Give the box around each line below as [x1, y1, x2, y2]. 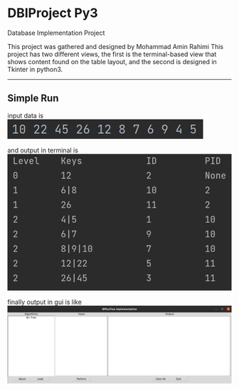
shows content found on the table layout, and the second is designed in [7, 57, 217, 65]
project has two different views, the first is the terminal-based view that [7, 50, 217, 58]
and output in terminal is [7, 146, 78, 154]
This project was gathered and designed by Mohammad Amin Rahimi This [7, 42, 224, 51]
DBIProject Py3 [7, 5, 98, 21]
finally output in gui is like [7, 297, 82, 307]
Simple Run [7, 93, 59, 105]
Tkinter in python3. [7, 65, 63, 73]
